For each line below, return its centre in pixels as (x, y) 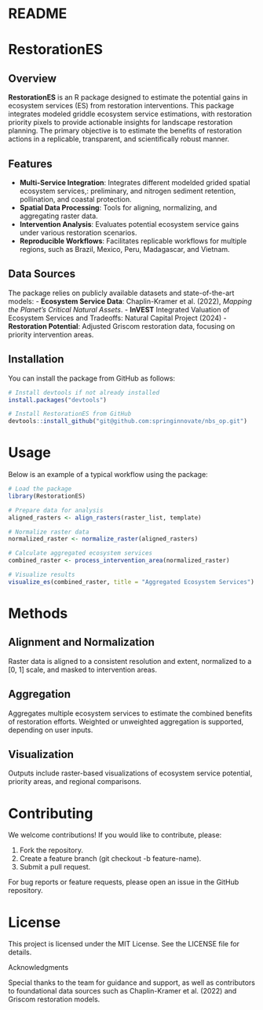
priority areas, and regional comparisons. (75, 782)
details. (20, 952)
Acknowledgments (38, 968)
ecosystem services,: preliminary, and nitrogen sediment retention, (128, 191)
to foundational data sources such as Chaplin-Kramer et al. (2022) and (122, 991)
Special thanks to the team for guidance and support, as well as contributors (132, 983)
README (38, 14)
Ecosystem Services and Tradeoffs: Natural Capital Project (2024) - (118, 318)
